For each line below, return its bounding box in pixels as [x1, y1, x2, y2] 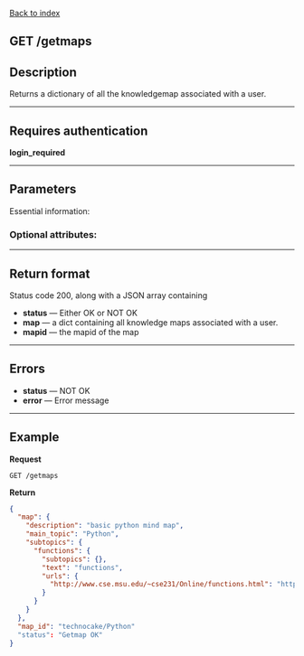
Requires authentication [9, 123, 148, 138]
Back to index [9, 8, 61, 18]
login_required [9, 147, 66, 158]
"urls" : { [42, 571, 79, 581]
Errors [9, 361, 45, 377]
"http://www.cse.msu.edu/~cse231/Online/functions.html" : [49, 580, 273, 589]
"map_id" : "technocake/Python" [17, 622, 136, 631]
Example [9, 429, 60, 445]
